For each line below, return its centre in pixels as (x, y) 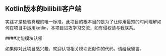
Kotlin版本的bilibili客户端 (43, 9)
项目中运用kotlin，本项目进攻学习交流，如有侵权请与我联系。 (76, 28)
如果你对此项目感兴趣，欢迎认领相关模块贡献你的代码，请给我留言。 (75, 49)
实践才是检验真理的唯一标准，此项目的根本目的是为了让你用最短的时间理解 (81, 22)
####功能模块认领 (24, 38)
